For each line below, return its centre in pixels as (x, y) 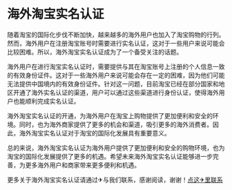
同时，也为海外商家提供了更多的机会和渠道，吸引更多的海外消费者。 (116, 124)
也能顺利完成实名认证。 (46, 101)
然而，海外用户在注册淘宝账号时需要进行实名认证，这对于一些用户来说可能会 (116, 43)
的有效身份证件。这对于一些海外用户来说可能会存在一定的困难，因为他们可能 (116, 75)
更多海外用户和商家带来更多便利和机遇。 (83, 165)
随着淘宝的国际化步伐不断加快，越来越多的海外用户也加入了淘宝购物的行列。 (116, 35)
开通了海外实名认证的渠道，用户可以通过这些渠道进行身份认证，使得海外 (116, 92)
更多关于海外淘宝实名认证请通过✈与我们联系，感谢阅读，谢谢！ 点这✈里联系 (115, 180)
